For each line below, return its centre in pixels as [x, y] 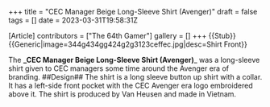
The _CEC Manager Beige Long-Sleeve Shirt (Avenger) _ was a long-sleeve [134, 60]
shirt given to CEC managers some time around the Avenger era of [119, 68]
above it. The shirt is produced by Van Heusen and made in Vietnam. [122, 94]
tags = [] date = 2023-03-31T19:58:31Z [73, 20]
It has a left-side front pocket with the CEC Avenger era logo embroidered [131, 85]
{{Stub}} [222, 36]
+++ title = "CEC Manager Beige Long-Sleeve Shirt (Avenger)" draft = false [133, 12]
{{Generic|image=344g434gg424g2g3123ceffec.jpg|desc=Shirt [115, 44]
